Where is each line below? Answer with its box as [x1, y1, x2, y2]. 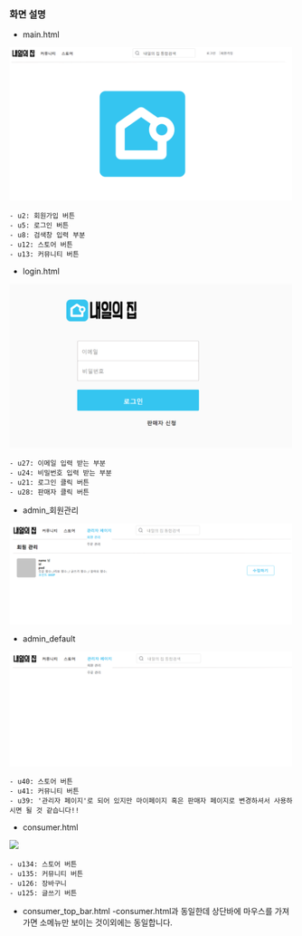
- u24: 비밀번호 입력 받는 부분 [9, 468, 112, 478]
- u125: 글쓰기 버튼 [9, 888, 78, 898]
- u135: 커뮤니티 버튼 [9, 869, 84, 878]
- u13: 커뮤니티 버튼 [9, 249, 80, 259]
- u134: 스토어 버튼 [9, 859, 78, 869]
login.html [22, 265, 61, 276]
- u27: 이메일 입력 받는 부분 [9, 459, 107, 468]
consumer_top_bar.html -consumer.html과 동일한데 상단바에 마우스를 [22, 905, 273, 916]
